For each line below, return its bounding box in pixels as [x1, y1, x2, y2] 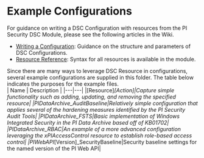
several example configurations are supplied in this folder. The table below [7, 74, 194, 81]
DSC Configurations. [15, 49, 68, 56]
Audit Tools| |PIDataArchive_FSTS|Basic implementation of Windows [7, 112, 180, 120]
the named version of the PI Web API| [7, 145, 101, 152]
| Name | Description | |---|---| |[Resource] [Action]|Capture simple [7, 86, 175, 94]
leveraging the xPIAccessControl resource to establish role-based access [7, 132, 192, 139]
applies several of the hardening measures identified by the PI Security [7, 106, 186, 113]
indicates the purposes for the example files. [7, 80, 119, 88]
